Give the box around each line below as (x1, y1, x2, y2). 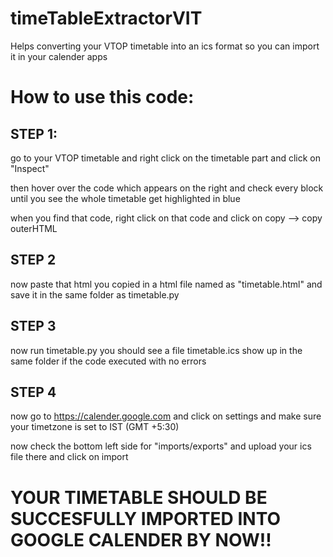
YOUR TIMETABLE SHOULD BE (10, 486, 268, 509)
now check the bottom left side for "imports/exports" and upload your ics (10, 440, 312, 452)
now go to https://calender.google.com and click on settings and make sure (10, 410, 322, 422)
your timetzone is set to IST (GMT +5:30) (10, 421, 180, 433)
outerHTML (10, 222, 58, 234)
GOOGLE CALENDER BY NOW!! (10, 528, 272, 551)
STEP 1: (10, 125, 58, 142)
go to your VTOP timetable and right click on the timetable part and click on (10, 152, 322, 164)
